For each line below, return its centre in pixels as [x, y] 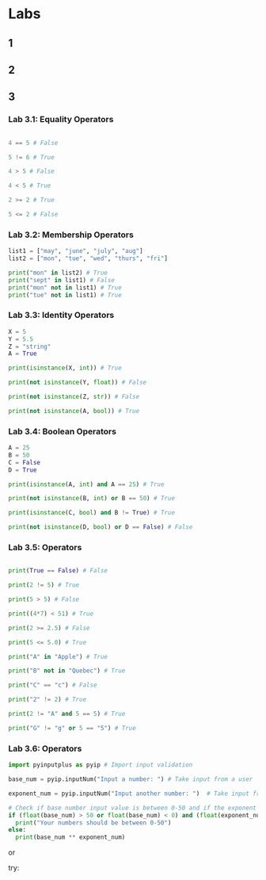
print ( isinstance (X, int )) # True [65, 368]
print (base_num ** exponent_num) [70, 837]
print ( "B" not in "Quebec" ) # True [67, 671]
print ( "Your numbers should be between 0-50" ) [93, 823]
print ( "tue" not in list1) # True [65, 295]
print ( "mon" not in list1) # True [65, 287]
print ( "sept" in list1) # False [61, 280]
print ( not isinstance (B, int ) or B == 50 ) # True [92, 499]
